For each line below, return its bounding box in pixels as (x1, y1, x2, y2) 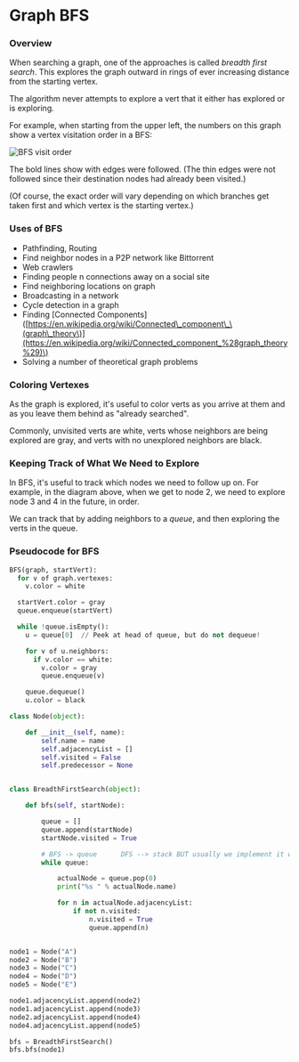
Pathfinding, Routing (21, 242, 98, 254)
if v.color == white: (32, 655, 114, 664)
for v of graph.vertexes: (17, 573, 114, 583)
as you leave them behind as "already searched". (9, 409, 190, 419)
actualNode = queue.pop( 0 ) (56, 874, 158, 883)
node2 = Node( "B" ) (9, 955, 77, 964)
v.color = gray (41, 663, 98, 672)
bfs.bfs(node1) (9, 1045, 66, 1055)
